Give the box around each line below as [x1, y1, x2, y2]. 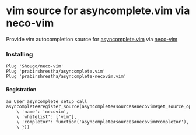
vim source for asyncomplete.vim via [6, 4, 190, 17]
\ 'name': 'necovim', [16, 109, 69, 115]
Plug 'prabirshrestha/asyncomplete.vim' [6, 69, 106, 74]
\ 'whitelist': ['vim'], [16, 114, 77, 120]
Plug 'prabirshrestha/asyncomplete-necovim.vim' [6, 74, 127, 80]
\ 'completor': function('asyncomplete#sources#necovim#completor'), [16, 119, 190, 125]
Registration [6, 86, 37, 93]
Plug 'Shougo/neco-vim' [6, 63, 64, 69]
